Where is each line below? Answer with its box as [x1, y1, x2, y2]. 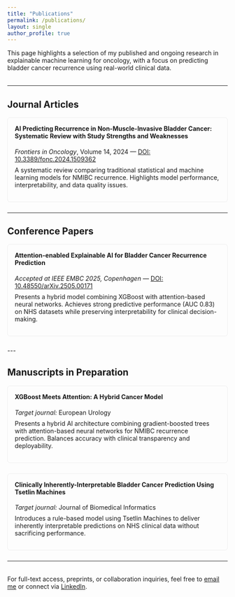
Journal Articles [7, 99, 79, 110]
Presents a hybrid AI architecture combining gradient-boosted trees [15, 419, 210, 427]
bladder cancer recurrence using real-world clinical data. [7, 64, 172, 72]
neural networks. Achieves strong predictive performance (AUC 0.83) [15, 300, 215, 308]
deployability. [15, 441, 54, 449]
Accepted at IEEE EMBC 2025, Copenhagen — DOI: [15, 274, 164, 283]
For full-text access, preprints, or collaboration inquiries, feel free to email [7, 575, 220, 584]
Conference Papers [7, 225, 94, 238]
